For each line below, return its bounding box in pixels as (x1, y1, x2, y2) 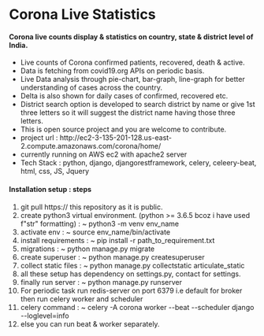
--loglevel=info (20, 311, 69, 320)
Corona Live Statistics (9, 6, 156, 24)
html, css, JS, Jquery (20, 167, 90, 176)
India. (9, 40, 28, 50)
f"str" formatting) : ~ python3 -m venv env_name (20, 219, 180, 228)
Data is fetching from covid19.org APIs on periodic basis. (20, 66, 205, 76)
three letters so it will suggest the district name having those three (20, 108, 236, 117)
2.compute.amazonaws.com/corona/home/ (20, 142, 162, 151)
